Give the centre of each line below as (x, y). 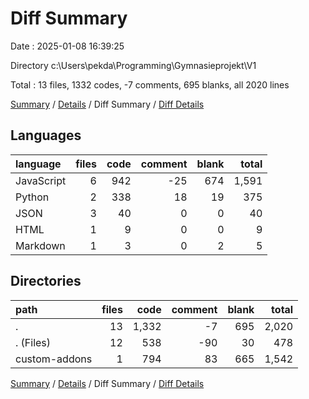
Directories (46, 281)
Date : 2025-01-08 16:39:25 (67, 46)
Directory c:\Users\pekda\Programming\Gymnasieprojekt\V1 (133, 65)
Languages (46, 135)
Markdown (40, 245)
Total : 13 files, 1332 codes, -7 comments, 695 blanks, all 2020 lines (150, 84)
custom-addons (54, 359)
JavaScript (41, 180)
